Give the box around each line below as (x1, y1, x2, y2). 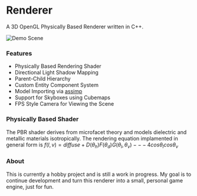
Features (6, 49, 32, 57)
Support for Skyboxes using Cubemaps (14, 94, 111, 101)
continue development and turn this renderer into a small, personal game (6, 177, 183, 184)
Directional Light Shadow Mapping (14, 69, 99, 76)
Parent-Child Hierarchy (14, 75, 71, 83)
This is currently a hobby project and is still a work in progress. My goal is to (6, 171, 192, 178)
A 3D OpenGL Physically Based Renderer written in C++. (6, 23, 144, 30)
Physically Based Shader (6, 115, 79, 123)
